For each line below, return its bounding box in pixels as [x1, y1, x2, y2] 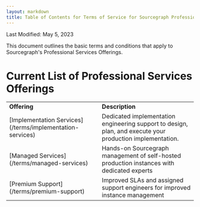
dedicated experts [102, 167, 153, 175]
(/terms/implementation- [9, 123, 79, 131]
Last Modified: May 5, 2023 [6, 30, 74, 37]
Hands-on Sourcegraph [102, 144, 169, 152]
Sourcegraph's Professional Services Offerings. [6, 48, 123, 55]
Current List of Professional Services [6, 69, 192, 83]
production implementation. [102, 134, 179, 143]
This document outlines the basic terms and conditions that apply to [6, 42, 173, 49]
